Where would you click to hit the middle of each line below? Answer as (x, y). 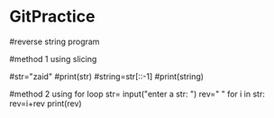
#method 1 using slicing (53, 59)
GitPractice (52, 17)
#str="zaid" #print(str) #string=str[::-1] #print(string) (107, 76)
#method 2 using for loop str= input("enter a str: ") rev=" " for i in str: (137, 94)
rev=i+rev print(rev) (46, 103)
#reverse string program (55, 41)
